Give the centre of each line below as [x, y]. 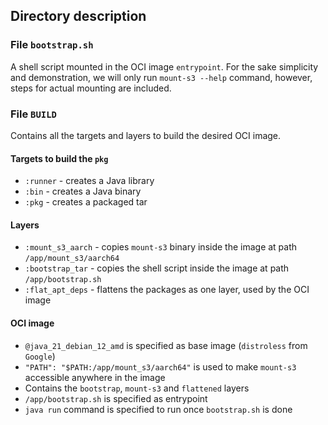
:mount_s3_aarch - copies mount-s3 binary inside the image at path [161, 247]
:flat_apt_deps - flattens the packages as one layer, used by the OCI [167, 290]
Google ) [40, 356]
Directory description [78, 16]
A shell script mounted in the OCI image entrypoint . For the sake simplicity [164, 66]
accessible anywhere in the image [95, 377]
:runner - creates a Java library [89, 181]
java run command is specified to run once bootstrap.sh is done [158, 409]
